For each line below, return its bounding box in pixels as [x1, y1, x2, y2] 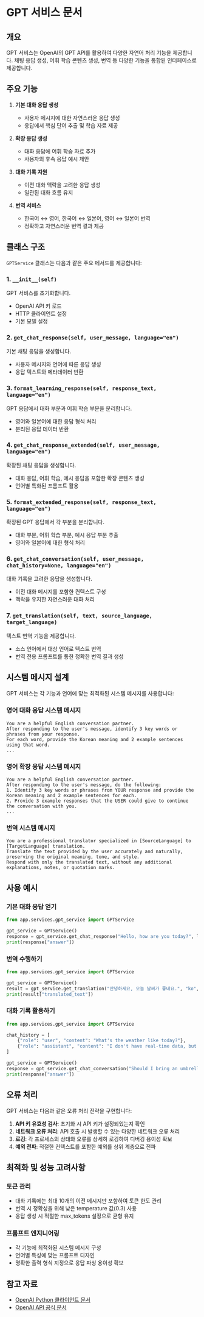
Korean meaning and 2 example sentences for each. [6, 793, 137, 799]
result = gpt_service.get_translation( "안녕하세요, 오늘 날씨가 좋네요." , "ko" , [6, 985, 199, 992]
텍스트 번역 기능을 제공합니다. [6, 632, 76, 639]
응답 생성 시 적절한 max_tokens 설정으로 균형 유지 [15, 1212, 134, 1219]
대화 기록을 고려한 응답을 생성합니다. [6, 575, 92, 583]
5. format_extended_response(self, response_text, [6, 497, 157, 506]
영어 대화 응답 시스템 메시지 [6, 706, 81, 715]
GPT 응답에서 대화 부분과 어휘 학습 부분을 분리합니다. [6, 405, 132, 412]
